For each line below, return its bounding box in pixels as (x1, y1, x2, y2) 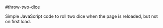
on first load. (5, 19, 31, 24)
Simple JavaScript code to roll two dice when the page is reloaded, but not (5, 14, 158, 19)
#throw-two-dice (5, 4, 40, 10)
